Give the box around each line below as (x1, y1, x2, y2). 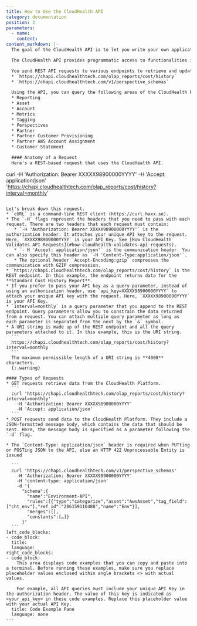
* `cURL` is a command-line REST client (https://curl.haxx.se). (6, 211, 169, 217)
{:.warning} (11, 365, 41, 371)
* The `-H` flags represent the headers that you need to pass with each (6, 216, 191, 222)
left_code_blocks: (6, 529, 51, 535)
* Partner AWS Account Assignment (11, 138, 96, 144)
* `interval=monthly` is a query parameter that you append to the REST (6, 303, 188, 309)
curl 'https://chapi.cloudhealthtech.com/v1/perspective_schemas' (11, 468, 177, 473)
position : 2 (6, 19, 35, 25)
